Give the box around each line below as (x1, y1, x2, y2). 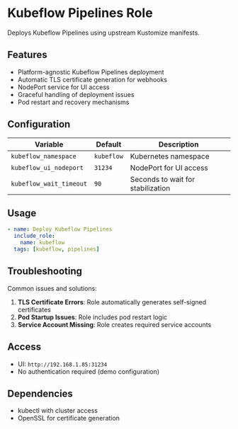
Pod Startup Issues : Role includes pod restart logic (17, 313, 168, 321)
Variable (34, 139, 64, 149)
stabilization (130, 183, 171, 193)
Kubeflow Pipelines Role (7, 5, 154, 21)
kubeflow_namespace (11, 152, 76, 160)
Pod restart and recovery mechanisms (17, 98, 130, 106)
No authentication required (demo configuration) (17, 367, 160, 376)
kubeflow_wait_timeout (11, 179, 87, 188)
